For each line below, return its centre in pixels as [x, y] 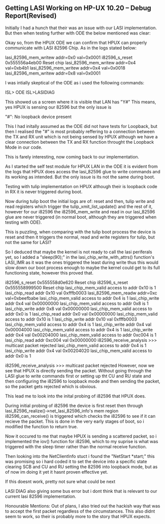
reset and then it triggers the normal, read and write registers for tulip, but [80, 237]
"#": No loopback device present [38, 117]
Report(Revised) [31, 16]
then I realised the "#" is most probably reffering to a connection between [80, 131]
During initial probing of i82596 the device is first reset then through [74, 405]
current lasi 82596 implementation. [41, 496]
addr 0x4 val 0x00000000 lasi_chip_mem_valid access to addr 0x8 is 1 [77, 303]
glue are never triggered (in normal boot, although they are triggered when [81, 217]
